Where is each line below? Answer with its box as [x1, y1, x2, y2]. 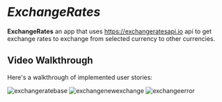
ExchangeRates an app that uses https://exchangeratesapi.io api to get [7, 27, 212, 35]
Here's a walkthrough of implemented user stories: [7, 73, 153, 81]
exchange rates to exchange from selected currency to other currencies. [7, 34, 216, 42]
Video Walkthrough [7, 55, 93, 67]
